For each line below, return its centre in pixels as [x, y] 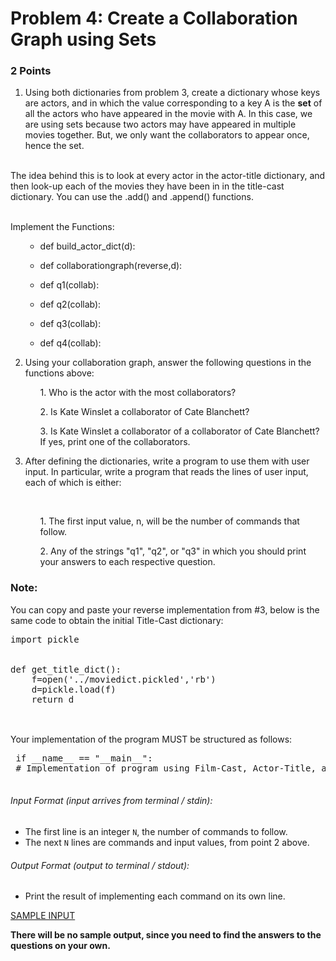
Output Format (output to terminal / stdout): [100, 865]
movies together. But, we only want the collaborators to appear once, [167, 135]
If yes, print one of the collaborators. [115, 442]
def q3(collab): [70, 324]
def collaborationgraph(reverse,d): [111, 266]
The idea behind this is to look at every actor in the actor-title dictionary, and [168, 176]
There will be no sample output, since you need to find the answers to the [166, 935]
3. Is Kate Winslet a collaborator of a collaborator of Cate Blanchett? [179, 431]
